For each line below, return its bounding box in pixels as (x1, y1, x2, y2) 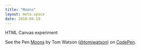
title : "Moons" (5, 7, 36, 12)
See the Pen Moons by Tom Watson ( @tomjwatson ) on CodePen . (5, 39, 136, 45)
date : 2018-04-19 (5, 16, 41, 21)
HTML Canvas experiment (5, 30, 58, 36)
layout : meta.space (5, 12, 45, 17)
